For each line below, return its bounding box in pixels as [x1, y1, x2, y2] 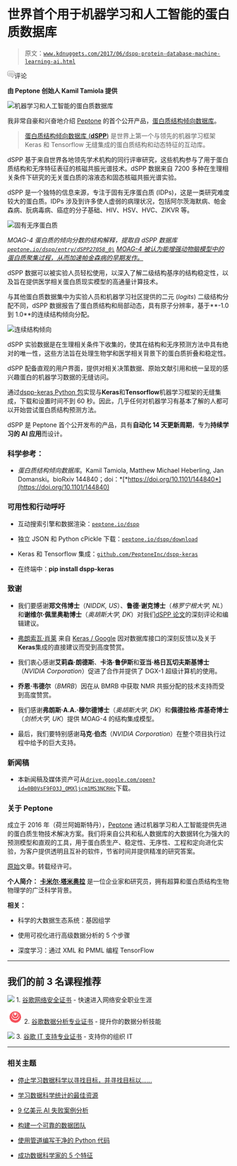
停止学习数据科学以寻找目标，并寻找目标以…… [17, 1075, 152, 1084]
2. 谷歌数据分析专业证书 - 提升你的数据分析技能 [23, 1018, 162, 1026]
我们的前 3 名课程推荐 [7, 975, 102, 987]
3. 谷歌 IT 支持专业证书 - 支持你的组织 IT [16, 1032, 133, 1041]
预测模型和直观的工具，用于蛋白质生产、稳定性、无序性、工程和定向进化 [7, 839, 217, 847]
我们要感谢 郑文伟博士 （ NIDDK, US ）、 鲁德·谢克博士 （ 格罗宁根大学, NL [17, 601, 221, 610]
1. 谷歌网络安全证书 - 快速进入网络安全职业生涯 [16, 996, 152, 1004]
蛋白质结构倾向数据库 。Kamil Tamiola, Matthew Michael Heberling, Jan [17, 466, 224, 474]
